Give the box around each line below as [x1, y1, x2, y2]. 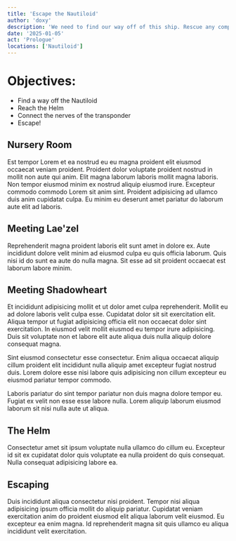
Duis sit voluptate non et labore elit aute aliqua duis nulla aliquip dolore [7, 333, 212, 341]
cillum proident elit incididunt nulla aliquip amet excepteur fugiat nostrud [7, 361, 216, 369]
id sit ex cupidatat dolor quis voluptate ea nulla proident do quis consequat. [7, 450, 225, 460]
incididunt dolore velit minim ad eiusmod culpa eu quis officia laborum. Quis [7, 248, 227, 257]
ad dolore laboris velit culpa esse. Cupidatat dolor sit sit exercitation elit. [7, 310, 216, 319]
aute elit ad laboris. [7, 202, 63, 211]
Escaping [7, 479, 49, 490]
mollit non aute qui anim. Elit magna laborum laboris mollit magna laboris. [7, 173, 219, 181]
